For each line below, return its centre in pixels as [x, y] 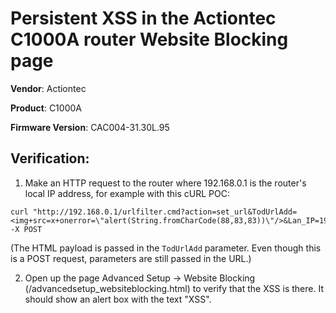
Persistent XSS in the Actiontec [143, 18]
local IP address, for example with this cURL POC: [127, 193]
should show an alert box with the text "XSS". [118, 299]
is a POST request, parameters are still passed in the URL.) [131, 258]
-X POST [26, 229]
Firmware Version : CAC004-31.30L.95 [90, 127]
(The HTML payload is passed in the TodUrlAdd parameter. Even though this [166, 248]
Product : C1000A [46, 108]
